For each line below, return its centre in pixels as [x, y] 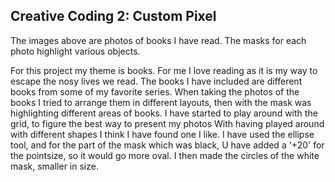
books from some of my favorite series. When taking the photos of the [155, 91]
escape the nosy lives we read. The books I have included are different [156, 81]
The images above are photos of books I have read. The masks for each [158, 40]
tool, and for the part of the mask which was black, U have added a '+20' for [167, 145]
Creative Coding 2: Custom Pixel [113, 16]
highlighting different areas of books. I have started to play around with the [164, 113]
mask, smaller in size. [54, 166]
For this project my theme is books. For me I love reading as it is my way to [164, 70]
